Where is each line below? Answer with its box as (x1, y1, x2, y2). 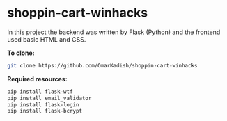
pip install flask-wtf (7, 88, 73, 95)
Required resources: (7, 74, 68, 83)
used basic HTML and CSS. (7, 35, 86, 43)
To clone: (7, 49, 35, 57)
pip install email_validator (7, 95, 92, 102)
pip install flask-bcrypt (7, 108, 82, 115)
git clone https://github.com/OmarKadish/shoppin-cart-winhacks (7, 62, 198, 69)
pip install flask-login (7, 101, 79, 108)
